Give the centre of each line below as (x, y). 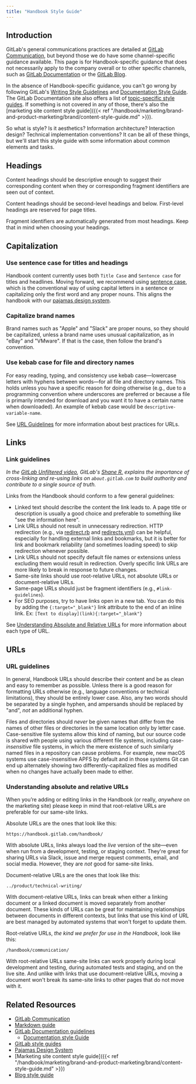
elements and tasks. (30, 147)
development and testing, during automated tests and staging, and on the (94, 968)
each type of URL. (28, 631)
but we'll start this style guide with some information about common (88, 141)
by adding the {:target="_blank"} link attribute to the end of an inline (98, 607)
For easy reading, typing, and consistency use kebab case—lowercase (91, 375)
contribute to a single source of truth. (51, 485)
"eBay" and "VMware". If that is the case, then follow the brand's (84, 341)
